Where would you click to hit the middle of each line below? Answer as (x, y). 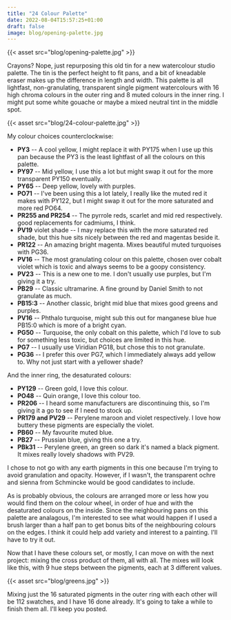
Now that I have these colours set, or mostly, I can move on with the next (111, 553)
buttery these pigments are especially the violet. (86, 425)
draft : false (26, 26)
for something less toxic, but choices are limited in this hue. (101, 340)
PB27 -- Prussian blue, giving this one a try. (79, 440)
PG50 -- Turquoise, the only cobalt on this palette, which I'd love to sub (119, 333)
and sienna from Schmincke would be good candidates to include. (101, 482)
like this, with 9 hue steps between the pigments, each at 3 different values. (114, 568)
